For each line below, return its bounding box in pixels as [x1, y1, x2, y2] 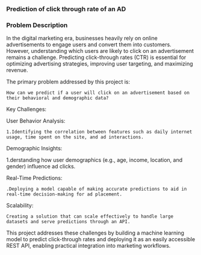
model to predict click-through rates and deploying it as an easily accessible [6, 236, 196, 243]
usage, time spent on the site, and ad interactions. [6, 134, 144, 140]
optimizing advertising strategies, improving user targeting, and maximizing [6, 60, 194, 67]
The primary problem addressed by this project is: [6, 78, 131, 85]
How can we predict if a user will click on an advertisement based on [6, 90, 190, 96]
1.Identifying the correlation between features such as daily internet [6, 129, 193, 135]
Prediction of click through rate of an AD [6, 5, 126, 13]
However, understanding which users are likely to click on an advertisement [6, 48, 194, 55]
